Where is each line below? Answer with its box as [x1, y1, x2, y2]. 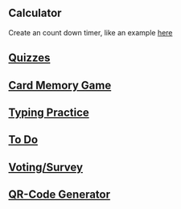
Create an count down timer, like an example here [8, 27, 173, 37]
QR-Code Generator [8, 188, 111, 202]
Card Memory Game [8, 78, 112, 92]
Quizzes [8, 51, 51, 65]
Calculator [8, 6, 62, 20]
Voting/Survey [8, 160, 83, 174]
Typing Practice [8, 105, 90, 119]
